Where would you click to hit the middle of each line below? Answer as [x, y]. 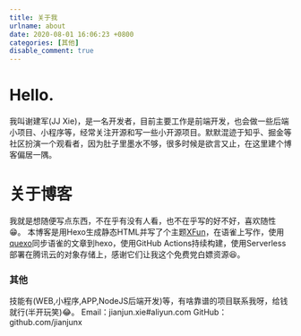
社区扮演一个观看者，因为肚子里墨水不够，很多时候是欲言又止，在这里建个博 [150, 143]
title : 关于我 [34, 17]
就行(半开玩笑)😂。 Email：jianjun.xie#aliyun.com [100, 312]
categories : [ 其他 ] [44, 43]
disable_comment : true [52, 51]
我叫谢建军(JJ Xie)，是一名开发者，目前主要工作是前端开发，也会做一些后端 [149, 121]
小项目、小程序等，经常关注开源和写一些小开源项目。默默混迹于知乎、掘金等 [150, 133]
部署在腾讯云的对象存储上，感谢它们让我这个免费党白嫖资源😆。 [127, 254]
